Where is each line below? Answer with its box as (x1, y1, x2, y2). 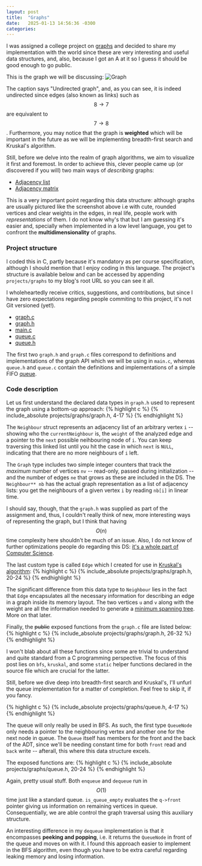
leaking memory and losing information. (6, 853, 105, 860)
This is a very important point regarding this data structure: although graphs (6, 197, 195, 204)
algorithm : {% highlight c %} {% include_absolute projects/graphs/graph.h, (6, 567, 192, 575)
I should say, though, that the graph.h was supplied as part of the (6, 505, 168, 512)
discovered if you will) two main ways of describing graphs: (6, 167, 154, 174)
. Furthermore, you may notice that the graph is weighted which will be (6, 130, 183, 137)
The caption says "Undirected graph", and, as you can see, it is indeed (6, 85, 181, 93)
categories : (6, 25, 36, 32)
